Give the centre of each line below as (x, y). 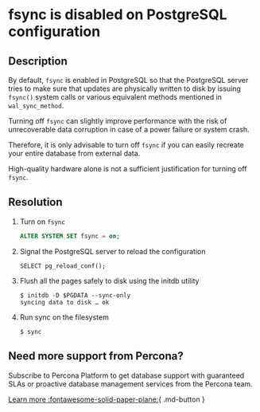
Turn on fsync (43, 222)
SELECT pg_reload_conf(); (62, 266)
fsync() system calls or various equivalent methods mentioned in (115, 97)
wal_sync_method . (36, 106)
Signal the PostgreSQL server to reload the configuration (113, 251)
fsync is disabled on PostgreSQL (118, 15)
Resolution (35, 202)
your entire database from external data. (74, 153)
